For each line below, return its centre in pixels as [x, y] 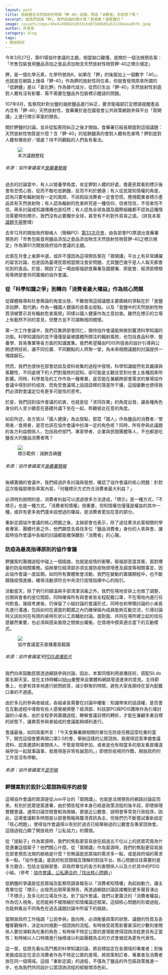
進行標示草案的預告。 [40, 117]
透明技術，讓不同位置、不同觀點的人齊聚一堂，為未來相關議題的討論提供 [84, 349]
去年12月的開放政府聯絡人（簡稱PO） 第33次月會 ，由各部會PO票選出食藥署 [82, 233]
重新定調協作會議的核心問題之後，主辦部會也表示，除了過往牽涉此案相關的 [82, 522]
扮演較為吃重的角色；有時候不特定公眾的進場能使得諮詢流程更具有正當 [90, 931]
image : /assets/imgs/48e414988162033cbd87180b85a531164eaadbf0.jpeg [78, 24]
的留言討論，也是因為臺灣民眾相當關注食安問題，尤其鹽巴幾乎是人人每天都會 [84, 262]
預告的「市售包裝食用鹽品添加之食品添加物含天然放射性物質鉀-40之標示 [79, 239]
